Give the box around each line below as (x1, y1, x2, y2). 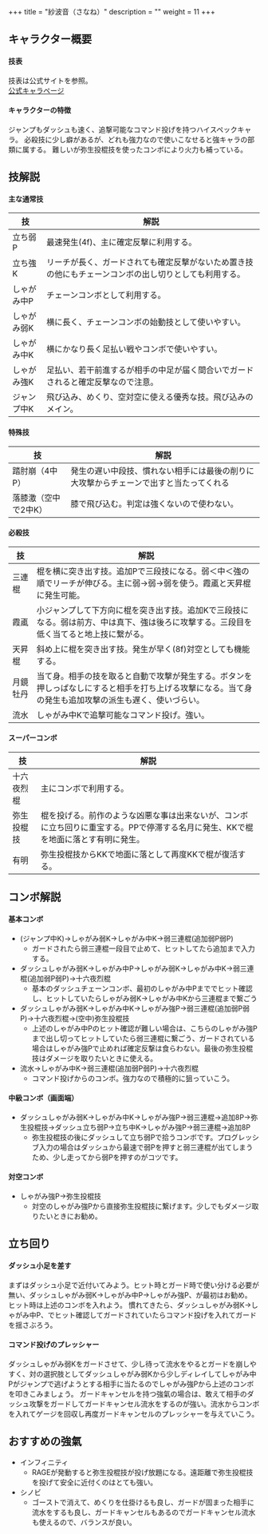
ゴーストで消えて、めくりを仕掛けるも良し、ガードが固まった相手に (31, 1497, 254, 1507)
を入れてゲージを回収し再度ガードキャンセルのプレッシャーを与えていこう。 (8, 1409, 259, 1418)
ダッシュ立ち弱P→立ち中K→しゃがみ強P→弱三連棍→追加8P (54, 1122, 251, 1132)
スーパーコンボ (8, 733, 57, 743)
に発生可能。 (36, 590, 85, 601)
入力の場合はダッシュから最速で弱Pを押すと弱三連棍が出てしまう (38, 1142, 254, 1152)
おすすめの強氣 (8, 1435, 82, 1449)
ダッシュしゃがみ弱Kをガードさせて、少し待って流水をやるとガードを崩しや (8, 1359, 257, 1369)
